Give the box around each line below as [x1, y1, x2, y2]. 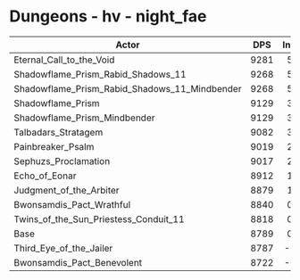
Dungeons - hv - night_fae [9, 6, 207, 27]
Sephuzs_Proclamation [13, 154, 111, 167]
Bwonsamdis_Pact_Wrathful [13, 198, 131, 210]
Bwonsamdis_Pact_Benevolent [13, 256, 143, 268]
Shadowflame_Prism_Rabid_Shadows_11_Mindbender [13, 82, 242, 95]
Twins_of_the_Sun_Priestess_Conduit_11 [13, 212, 185, 225]
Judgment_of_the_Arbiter [13, 184, 120, 196]
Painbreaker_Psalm [13, 140, 95, 152]
